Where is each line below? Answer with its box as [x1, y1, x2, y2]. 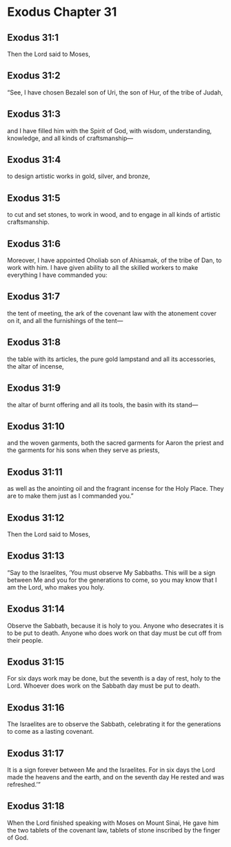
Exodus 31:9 [7, 382, 61, 394]
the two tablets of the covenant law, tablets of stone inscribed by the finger [7, 826, 221, 834]
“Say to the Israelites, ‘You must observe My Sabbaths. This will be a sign [7, 568, 216, 576]
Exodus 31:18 [7, 800, 65, 812]
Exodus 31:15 [7, 656, 65, 668]
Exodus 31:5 [7, 192, 61, 204]
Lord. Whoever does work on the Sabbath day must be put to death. [7, 681, 201, 690]
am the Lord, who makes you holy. [7, 583, 105, 591]
